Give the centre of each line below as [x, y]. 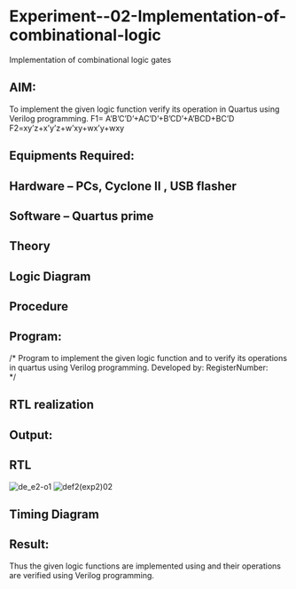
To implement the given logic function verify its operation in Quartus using [144, 109]
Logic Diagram [50, 276]
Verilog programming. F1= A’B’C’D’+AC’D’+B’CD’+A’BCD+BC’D [122, 118]
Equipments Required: [72, 156]
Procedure [39, 306]
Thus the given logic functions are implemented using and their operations [145, 566]
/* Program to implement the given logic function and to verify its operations [148, 357]
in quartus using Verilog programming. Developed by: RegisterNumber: [139, 367]
